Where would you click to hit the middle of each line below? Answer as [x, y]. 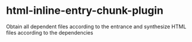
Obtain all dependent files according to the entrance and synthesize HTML [96, 26]
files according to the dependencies [50, 32]
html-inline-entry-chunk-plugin [85, 11]
